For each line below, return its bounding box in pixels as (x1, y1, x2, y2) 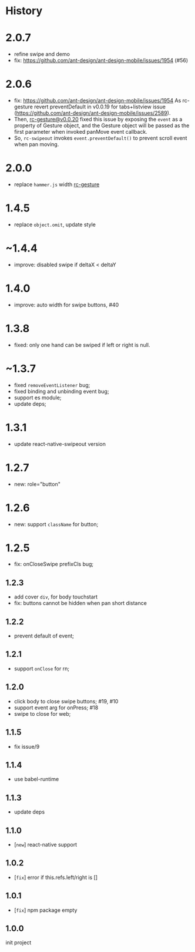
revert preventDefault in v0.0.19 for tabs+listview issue (33, 103, 166, 110)
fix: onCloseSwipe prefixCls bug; (14, 561, 94, 568)
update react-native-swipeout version (14, 440, 106, 447)
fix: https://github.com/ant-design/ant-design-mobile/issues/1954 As (14, 97, 181, 104)
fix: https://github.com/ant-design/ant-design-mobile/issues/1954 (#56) (14, 57, 189, 64)
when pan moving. (14, 141, 59, 148)
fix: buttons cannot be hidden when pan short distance (14, 600, 147, 607)
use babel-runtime (14, 776, 59, 783)
